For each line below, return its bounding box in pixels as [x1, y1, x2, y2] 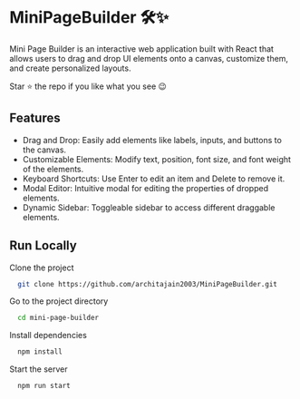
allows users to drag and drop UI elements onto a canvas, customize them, [9, 53, 288, 63]
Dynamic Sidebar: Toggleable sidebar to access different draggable [22, 201, 276, 213]
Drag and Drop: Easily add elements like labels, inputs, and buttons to [22, 134, 283, 145]
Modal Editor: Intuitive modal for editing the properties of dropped [22, 182, 269, 193]
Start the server [9, 364, 68, 375]
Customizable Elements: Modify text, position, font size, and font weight [22, 153, 292, 164]
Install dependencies [9, 330, 88, 341]
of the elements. [22, 163, 84, 174]
